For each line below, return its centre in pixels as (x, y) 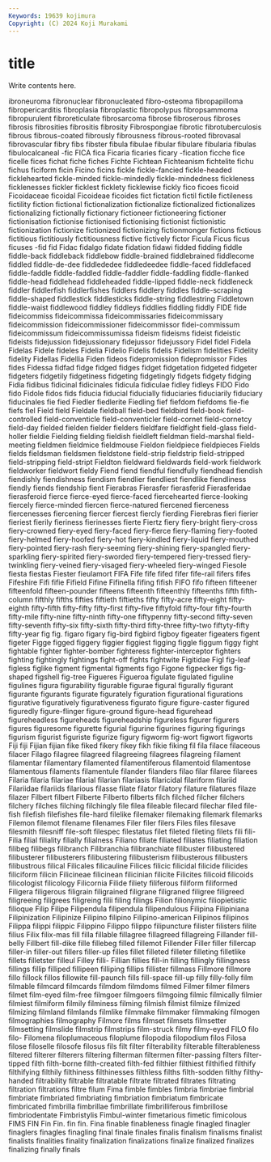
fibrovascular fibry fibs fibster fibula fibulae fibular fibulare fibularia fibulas (132, 144)
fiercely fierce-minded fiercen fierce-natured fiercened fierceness (119, 505)
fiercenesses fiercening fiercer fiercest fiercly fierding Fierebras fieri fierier (133, 513)
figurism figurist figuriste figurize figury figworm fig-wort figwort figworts (131, 737)
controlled (25, 419)
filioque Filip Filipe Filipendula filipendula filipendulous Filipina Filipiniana (129, 909)
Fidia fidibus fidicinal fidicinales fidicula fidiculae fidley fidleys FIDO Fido (129, 385)
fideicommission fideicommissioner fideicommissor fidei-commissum (124, 325)
